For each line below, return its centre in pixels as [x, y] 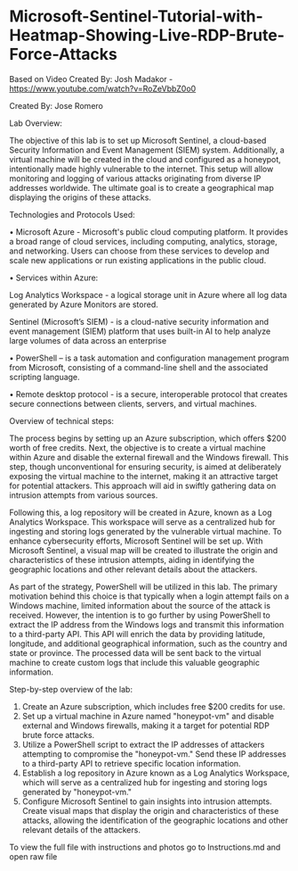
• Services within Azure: [54, 278]
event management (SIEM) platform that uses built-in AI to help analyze [140, 331]
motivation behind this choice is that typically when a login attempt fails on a [149, 596]
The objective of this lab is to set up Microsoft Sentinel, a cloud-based [138, 140]
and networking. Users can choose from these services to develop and [139, 251]
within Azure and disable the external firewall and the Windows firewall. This [149, 457]
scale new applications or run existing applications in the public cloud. [138, 260]
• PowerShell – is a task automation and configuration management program [149, 358]
